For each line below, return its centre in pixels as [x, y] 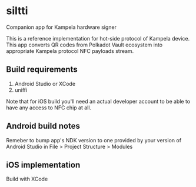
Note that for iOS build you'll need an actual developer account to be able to [98, 101]
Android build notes [43, 126]
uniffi [21, 90]
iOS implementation [43, 165]
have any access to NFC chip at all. [49, 108]
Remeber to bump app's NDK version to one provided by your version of [94, 140]
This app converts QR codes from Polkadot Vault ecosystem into [84, 45]
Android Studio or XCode [45, 84]
